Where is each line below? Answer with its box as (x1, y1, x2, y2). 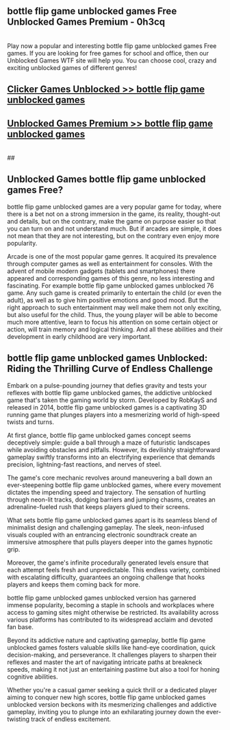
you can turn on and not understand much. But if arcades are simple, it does (7, 224, 222, 233)
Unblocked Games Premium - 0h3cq (7, 16, 166, 28)
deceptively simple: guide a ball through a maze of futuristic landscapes (7, 438, 211, 447)
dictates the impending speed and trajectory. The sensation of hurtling (7, 488, 206, 496)
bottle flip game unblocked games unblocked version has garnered (7, 593, 196, 602)
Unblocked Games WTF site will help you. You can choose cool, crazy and (7, 56, 217, 64)
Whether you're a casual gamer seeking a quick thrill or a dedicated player (7, 685, 218, 694)
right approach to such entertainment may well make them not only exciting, (7, 303, 222, 311)
